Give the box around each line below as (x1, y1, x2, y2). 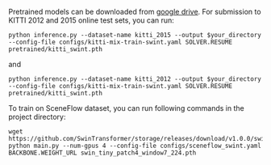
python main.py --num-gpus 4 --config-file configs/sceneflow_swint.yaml (8, 142, 262, 150)
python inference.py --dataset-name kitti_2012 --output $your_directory (8, 75, 262, 83)
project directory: (8, 112, 66, 121)
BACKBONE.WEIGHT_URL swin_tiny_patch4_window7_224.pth (8, 149, 197, 157)
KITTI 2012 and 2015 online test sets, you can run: (8, 15, 175, 25)
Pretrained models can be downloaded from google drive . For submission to (8, 7, 261, 16)
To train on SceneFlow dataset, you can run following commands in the (8, 104, 244, 112)
